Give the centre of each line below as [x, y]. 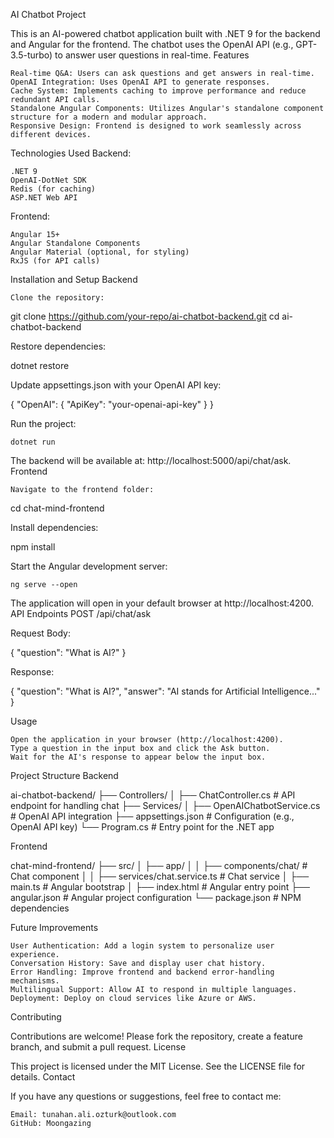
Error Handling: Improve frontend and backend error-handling [142, 972]
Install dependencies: [54, 527]
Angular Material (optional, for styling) [100, 252]
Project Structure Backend [64, 775]
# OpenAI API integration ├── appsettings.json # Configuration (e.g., [152, 816]
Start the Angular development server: [89, 566]
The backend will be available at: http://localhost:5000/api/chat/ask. [151, 460]
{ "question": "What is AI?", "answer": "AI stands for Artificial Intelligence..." [165, 691]
